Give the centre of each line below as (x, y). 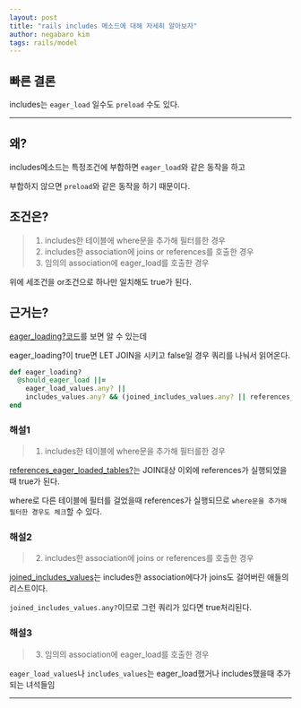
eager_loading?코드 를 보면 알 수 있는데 (78, 336)
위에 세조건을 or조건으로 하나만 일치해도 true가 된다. (101, 281)
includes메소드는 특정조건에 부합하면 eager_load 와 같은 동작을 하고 (128, 167)
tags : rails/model (43, 43)
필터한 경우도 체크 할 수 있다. (56, 512)
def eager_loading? (46, 372)
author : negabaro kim (50, 34)
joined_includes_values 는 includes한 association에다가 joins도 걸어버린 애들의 (149, 577)
